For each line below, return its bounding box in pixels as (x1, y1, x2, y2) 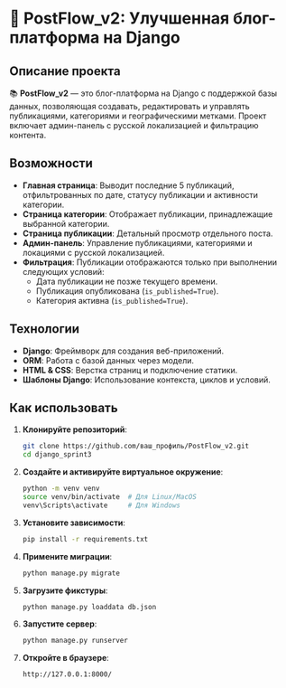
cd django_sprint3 (22, 450, 92, 459)
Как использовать (9, 401, 119, 416)
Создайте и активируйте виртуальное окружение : (22, 467, 224, 477)
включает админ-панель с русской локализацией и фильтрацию (9, 120, 259, 130)
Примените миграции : (22, 551, 113, 561)
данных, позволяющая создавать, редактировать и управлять (9, 101, 250, 111)
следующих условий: (22, 266, 106, 277)
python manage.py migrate (22, 569, 120, 578)
